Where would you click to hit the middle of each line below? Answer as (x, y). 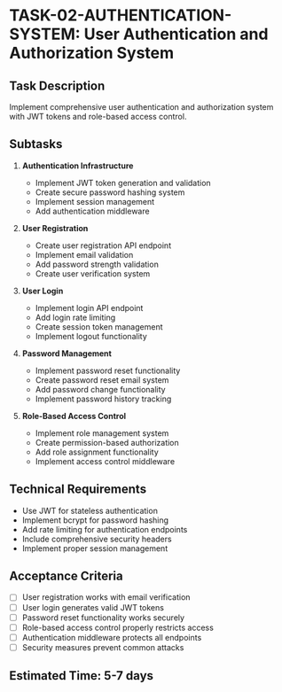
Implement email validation (84, 254)
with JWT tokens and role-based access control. (98, 117)
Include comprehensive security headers (97, 539)
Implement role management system (102, 433)
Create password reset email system (102, 380)
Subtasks (36, 144)
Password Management (67, 353)
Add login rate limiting (75, 317)
